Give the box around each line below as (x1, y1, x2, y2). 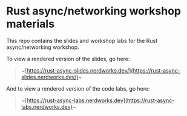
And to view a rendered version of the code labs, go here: (6, 85, 150, 92)
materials (6, 17, 55, 31)
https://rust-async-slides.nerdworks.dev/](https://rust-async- (27, 66, 180, 74)
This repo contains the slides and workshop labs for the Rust (6, 37, 158, 44)
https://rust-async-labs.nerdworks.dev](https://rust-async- (27, 97, 175, 104)
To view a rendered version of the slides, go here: (6, 55, 130, 62)
